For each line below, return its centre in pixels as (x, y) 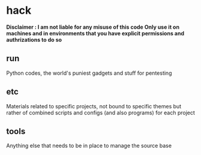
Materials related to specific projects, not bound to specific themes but (94, 106)
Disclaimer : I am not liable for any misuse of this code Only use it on (93, 27)
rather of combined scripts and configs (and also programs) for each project (100, 113)
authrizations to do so (34, 39)
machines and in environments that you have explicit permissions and (95, 33)
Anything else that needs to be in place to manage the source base (89, 146)
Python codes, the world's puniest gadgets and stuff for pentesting (89, 73)
